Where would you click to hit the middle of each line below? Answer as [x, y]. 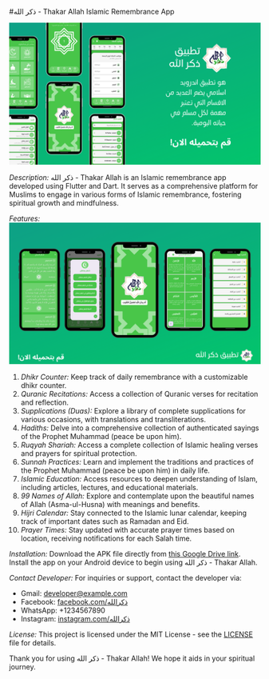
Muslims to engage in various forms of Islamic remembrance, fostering [125, 194]
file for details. [33, 643]
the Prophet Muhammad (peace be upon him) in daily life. [115, 470]
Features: [25, 218]
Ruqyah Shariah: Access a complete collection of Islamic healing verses [139, 445]
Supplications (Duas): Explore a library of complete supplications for [133, 411]
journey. [22, 667]
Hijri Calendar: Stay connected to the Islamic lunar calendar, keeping [133, 513]
